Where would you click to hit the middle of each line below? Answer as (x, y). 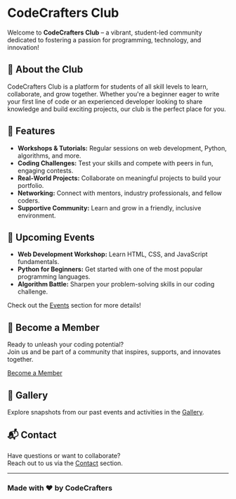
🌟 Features (31, 131)
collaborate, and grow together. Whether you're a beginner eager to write (113, 94)
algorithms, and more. (49, 156)
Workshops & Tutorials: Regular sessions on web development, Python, (122, 148)
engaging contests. (45, 170)
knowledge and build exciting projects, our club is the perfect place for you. (117, 109)
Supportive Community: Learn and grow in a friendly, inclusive (109, 208)
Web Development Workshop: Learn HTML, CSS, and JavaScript (113, 254)
